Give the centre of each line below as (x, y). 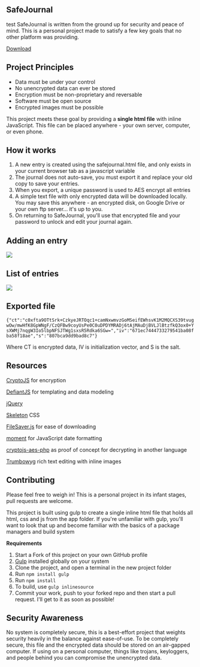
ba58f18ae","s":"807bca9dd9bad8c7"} (52, 336)
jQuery (14, 403)
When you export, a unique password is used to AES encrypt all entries (102, 190)
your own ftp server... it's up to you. (59, 209)
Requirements (24, 543)
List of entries (33, 274)
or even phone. (25, 132)
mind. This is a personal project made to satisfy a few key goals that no (94, 31)
